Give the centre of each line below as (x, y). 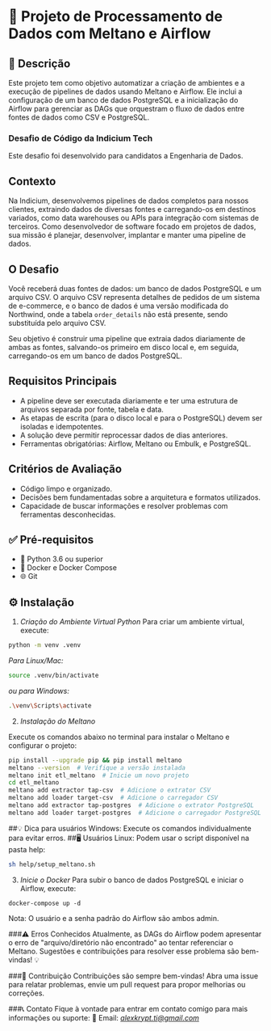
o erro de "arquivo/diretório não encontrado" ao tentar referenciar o (121, 942)
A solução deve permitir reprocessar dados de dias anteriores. (124, 435)
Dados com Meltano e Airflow (110, 34)
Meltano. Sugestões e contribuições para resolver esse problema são (124, 951)
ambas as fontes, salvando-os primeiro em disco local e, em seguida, (124, 347)
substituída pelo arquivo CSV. (57, 323)
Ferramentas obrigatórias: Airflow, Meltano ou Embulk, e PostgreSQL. (135, 443)
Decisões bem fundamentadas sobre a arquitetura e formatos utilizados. (140, 497)
